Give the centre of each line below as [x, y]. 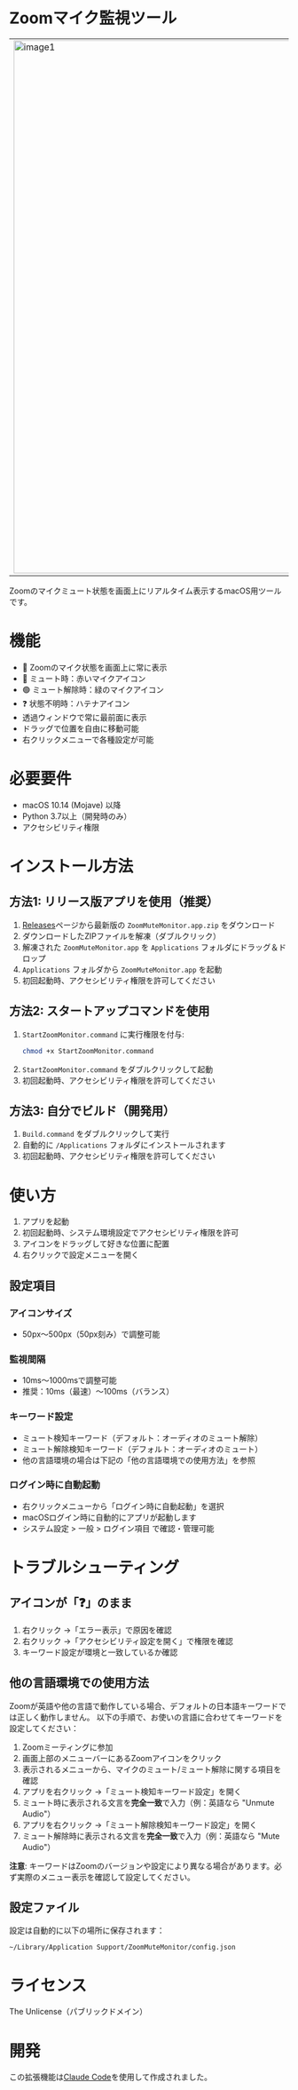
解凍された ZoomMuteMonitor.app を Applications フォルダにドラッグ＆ [150, 947]
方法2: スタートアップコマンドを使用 [110, 1011]
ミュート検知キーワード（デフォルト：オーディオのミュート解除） [142, 1438]
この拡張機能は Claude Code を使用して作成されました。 [111, 2077]
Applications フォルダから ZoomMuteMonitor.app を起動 [122, 969]
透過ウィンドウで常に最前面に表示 [84, 717]
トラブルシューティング [94, 1568]
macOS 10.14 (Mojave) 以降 [71, 805]
